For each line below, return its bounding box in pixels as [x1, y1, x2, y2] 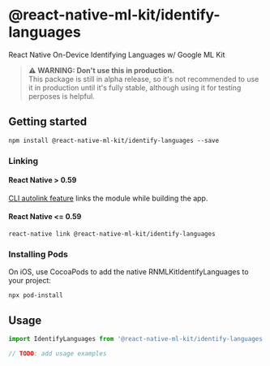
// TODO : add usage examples [8, 350, 107, 358]
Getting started [8, 115, 88, 129]
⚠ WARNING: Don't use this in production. [28, 65, 175, 75]
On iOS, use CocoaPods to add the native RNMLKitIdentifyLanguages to [8, 267, 249, 277]
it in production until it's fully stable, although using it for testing [28, 83, 242, 93]
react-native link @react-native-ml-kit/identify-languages [8, 230, 216, 239]
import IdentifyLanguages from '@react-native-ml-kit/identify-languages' [8, 335, 267, 343]
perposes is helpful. [28, 91, 95, 101]
